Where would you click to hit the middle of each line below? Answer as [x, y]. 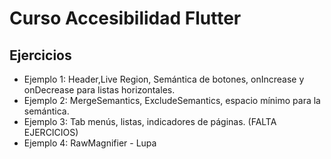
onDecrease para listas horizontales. [99, 90]
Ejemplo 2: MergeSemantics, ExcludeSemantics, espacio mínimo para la [172, 100]
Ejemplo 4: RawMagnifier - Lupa [90, 143]
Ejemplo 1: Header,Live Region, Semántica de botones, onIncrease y [164, 79]
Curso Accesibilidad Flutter [125, 18]
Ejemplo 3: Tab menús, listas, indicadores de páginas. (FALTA [150, 121]
